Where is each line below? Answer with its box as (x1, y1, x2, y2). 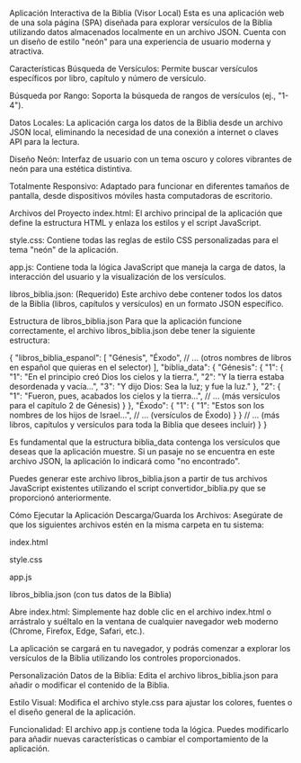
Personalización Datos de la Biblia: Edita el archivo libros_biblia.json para (9, 670, 279, 680)
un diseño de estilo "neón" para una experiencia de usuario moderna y (9, 36, 271, 47)
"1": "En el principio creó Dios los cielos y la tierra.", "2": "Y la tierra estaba (9, 372, 285, 381)
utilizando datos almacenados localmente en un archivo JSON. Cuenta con (9, 27, 287, 37)
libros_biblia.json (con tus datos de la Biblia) (9, 589, 173, 599)
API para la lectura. (9, 137, 80, 147)
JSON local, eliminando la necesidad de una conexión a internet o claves (9, 127, 279, 138)
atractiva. (9, 46, 45, 57)
